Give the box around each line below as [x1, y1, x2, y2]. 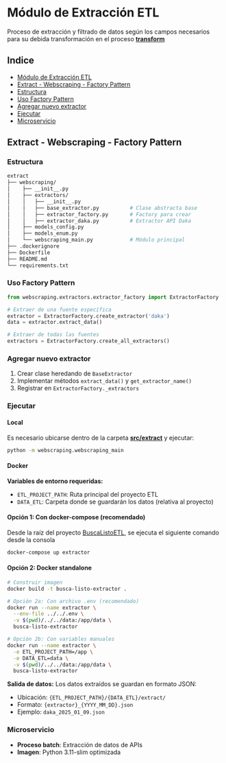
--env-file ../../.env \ [13, 611, 84, 618]
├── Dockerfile [7, 249, 51, 256]
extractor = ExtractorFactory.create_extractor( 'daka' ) [7, 312, 170, 320]
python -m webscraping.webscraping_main [7, 447, 125, 454]
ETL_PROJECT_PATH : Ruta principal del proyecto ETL [16, 490, 159, 498]
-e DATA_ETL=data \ [13, 655, 69, 661]
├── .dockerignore [7, 243, 60, 250]
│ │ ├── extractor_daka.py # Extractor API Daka [7, 218, 192, 224]
